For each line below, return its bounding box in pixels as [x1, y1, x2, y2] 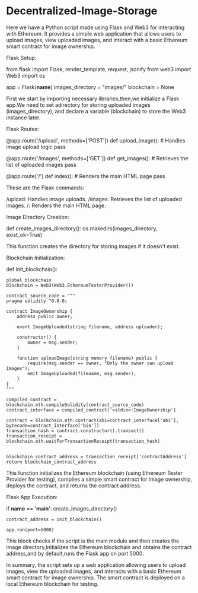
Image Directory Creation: [6, 213, 69, 220]
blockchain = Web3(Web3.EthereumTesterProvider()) [6, 282, 134, 288]
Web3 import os [6, 72, 46, 79]
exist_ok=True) [6, 231, 43, 238]
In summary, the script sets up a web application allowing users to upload [6, 561, 186, 568]
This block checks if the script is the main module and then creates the [6, 537, 180, 544]
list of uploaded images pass [6, 161, 77, 168]
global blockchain [6, 277, 52, 283]
